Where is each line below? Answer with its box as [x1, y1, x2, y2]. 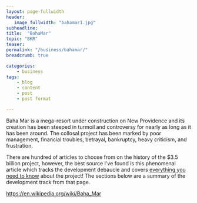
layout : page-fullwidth [6, 8, 65, 15]
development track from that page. [6, 178, 91, 185]
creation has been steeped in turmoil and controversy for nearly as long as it [6, 123, 191, 130]
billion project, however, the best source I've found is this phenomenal [6, 159, 176, 167]
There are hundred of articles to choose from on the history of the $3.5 [6, 154, 178, 161]
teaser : [6, 42, 25, 48]
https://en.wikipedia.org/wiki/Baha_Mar [6, 189, 102, 197]
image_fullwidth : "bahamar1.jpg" [14, 19, 96, 25]
